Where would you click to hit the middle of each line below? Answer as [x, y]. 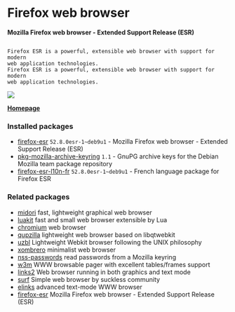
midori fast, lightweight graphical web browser [85, 212]
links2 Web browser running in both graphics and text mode [104, 272]
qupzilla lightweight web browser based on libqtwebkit [96, 235]
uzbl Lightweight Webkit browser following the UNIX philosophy [109, 242]
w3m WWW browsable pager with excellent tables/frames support [114, 264]
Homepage [24, 108]
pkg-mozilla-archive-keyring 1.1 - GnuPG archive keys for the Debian [118, 156]
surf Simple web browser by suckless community [88, 279]
